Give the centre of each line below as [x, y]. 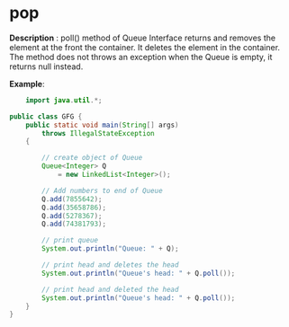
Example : [27, 84]
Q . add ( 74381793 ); [74, 224]
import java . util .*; [64, 100]
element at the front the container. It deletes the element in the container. [145, 47]
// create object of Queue [92, 158]
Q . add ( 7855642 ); [72, 199]
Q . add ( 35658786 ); [74, 208]
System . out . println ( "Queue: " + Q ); [110, 249]
